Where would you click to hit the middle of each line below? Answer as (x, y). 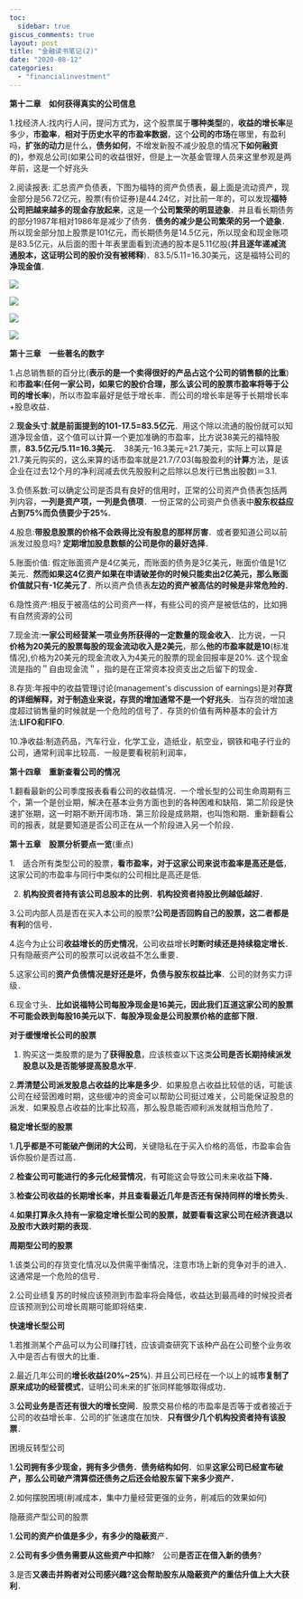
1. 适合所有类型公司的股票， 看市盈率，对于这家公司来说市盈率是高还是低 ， (150, 863)
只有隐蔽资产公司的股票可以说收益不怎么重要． (96, 954)
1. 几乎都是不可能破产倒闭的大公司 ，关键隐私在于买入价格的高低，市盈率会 (147, 1146)
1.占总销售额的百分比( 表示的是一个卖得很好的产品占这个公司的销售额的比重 (148, 373)
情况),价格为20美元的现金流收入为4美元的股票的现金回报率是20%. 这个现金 (149, 658)
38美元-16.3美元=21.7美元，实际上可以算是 (203, 448)
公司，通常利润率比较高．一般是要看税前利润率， (100, 752)
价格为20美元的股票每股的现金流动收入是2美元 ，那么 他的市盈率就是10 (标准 (149, 646)
